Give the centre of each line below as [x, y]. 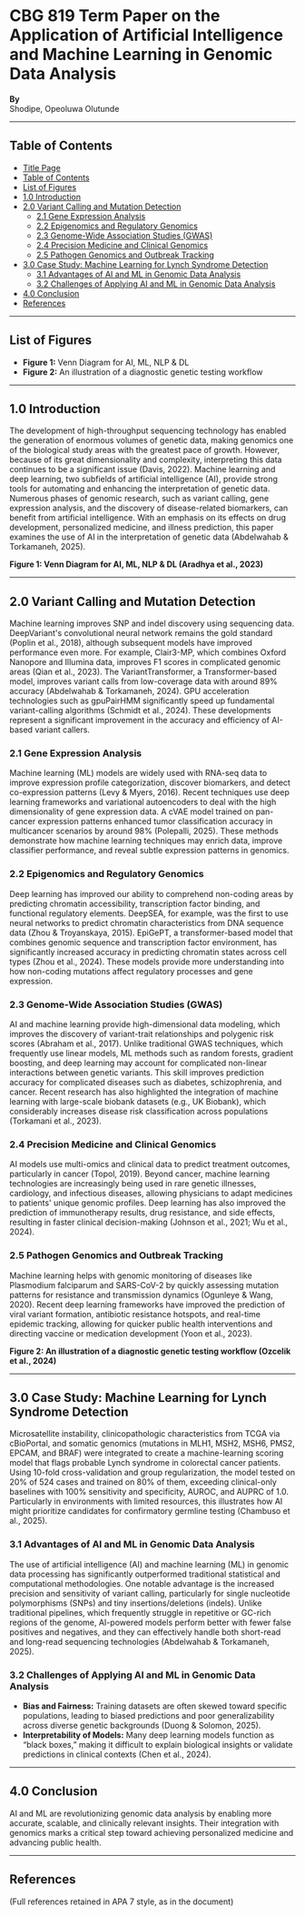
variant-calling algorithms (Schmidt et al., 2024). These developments [140, 711]
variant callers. [63, 730]
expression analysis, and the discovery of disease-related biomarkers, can [149, 508]
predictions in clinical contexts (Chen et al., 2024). [117, 1755]
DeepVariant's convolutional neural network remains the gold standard [141, 633]
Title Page [41, 167]
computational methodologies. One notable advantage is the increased [142, 1583]
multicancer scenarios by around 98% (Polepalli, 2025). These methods [144, 831]
